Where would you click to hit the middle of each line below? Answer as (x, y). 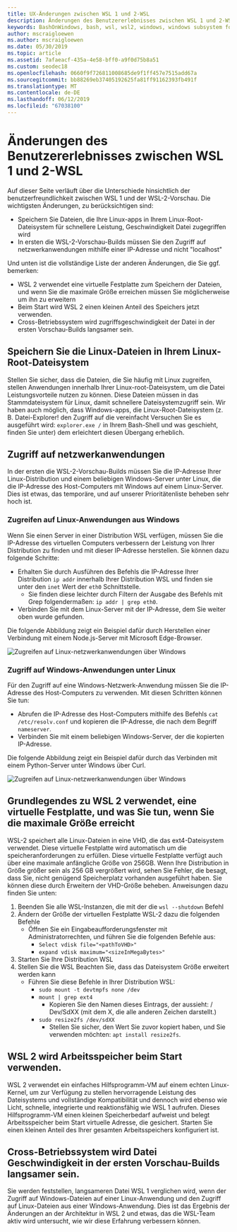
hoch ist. (20, 501)
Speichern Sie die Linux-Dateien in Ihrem (99, 352)
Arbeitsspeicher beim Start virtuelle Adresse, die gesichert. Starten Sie (110, 1122)
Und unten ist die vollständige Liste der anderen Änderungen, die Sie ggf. (114, 263)
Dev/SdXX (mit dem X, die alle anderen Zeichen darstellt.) (133, 1011)
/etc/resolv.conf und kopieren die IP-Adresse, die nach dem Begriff (117, 721)
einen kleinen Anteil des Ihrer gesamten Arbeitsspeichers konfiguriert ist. (113, 1129)
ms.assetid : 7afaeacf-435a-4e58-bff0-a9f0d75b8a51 (83, 60)
